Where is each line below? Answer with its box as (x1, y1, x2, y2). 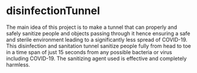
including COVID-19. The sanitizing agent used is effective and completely (6, 55, 187, 62)
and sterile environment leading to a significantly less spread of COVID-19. (6, 36, 188, 43)
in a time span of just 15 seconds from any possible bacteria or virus (6, 48, 173, 55)
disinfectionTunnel (6, 4, 101, 18)
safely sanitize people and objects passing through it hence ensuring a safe (6, 29, 190, 36)
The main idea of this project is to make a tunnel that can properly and (6, 24, 177, 31)
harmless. (6, 61, 31, 68)
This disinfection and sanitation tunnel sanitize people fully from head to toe (6, 42, 191, 49)
